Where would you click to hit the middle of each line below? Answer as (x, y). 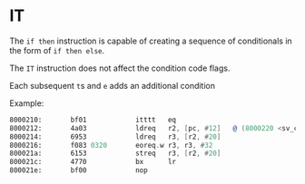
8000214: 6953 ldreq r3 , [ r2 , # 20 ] (115, 137)
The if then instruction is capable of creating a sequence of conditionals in (151, 41)
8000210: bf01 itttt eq (93, 120)
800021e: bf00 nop (79, 170)
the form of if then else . (57, 50)
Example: (27, 103)
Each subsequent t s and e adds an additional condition (113, 85)
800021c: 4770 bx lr (93, 162)
